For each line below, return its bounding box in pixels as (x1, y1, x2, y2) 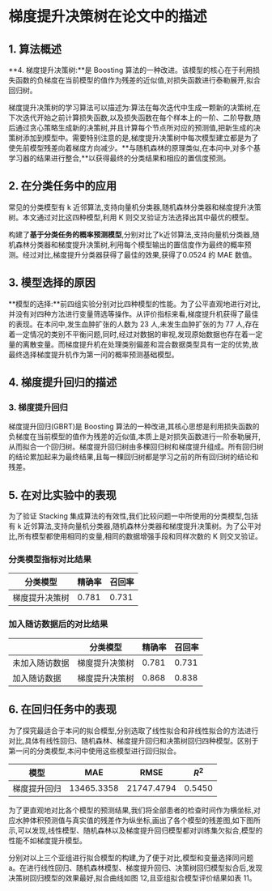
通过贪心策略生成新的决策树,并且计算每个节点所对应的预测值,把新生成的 (15, 123, 254, 132)
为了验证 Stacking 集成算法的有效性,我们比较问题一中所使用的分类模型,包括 (8, 511, 259, 521)
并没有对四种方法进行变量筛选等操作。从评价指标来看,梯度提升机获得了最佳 (8, 309, 259, 318)
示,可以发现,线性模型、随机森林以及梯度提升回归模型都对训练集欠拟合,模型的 (8, 825, 263, 835)
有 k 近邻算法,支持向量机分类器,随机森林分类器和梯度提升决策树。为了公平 (8, 522, 255, 531)
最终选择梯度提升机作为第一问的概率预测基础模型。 (8, 349, 179, 359)
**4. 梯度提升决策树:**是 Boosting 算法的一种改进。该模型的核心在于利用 (8, 66, 253, 75)
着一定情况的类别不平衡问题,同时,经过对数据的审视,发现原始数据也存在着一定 (8, 329, 263, 339)
